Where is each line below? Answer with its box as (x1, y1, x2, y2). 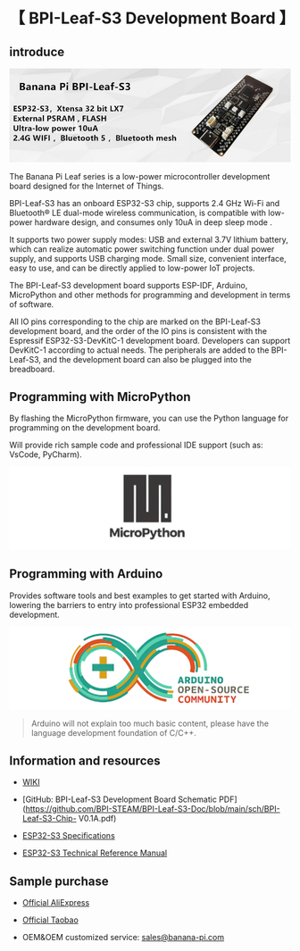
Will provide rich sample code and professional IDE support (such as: (9, 439, 263, 451)
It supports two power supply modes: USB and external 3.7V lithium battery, (9, 234, 288, 245)
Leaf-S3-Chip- (21, 813, 78, 824)
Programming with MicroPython (9, 389, 191, 405)
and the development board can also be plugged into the (43, 354, 252, 364)
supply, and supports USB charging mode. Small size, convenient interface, (9, 253, 287, 263)
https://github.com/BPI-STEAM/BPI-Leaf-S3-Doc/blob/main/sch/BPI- (25, 804, 280, 814)
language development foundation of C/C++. (30, 727, 196, 738)
